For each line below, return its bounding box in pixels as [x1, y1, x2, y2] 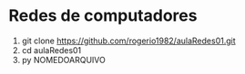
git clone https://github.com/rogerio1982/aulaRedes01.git [21, 35, 236, 46]
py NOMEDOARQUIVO [21, 54, 106, 65]
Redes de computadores [8, 5, 198, 26]
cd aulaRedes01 [21, 44, 82, 55]
